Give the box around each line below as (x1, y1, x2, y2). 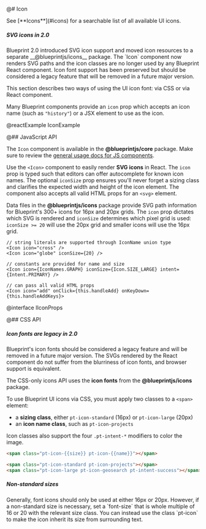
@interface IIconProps (6, 304, 63, 311)
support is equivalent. (6, 365, 61, 372)
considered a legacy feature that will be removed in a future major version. (6, 72, 194, 80)
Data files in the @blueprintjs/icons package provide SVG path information (6, 201, 197, 209)
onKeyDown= (121, 288, 150, 294)
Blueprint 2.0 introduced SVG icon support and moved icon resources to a (6, 46, 193, 54)
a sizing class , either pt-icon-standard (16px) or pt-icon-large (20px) (15, 414, 193, 421)
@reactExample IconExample (6, 121, 81, 128)
